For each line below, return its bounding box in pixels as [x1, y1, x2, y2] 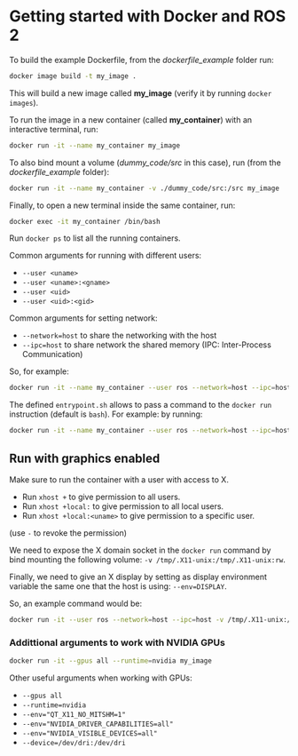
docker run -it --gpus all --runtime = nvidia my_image [9, 657, 213, 665]
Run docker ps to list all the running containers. [9, 233, 181, 243]
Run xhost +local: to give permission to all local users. [21, 501, 224, 512]
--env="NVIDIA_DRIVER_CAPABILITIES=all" [21, 720, 174, 729]
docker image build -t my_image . [9, 71, 137, 81]
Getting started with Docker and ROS [9, 6, 286, 27]
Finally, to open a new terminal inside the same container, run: [9, 200, 236, 211]
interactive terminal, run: [9, 123, 99, 134]
